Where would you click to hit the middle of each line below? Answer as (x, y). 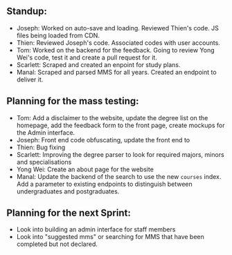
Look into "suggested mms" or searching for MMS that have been (110, 237)
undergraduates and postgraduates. (68, 191)
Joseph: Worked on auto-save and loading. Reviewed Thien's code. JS (118, 28)
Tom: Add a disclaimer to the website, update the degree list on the (112, 117)
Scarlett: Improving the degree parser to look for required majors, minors (120, 154)
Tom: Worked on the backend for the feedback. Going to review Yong (116, 50)
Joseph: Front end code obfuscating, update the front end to (103, 140)
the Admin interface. (46, 132)
